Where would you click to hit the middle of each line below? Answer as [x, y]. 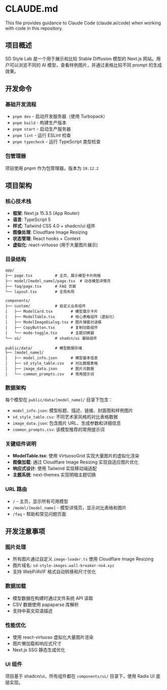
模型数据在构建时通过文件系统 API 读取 [53, 598]
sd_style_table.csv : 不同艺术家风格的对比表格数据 [65, 417]
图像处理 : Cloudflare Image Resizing [50, 232]
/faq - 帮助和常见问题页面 [39, 514]
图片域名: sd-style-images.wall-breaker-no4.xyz [63, 565]
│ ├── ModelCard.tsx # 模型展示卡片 [52, 311]
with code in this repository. [34, 28]
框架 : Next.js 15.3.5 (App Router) [46, 213]
